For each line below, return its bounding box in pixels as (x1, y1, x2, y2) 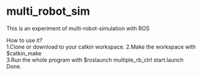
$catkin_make (6, 49, 42, 57)
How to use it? (6, 36, 43, 44)
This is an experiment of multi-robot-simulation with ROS (6, 25, 150, 32)
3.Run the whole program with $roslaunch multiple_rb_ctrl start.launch (6, 56, 184, 63)
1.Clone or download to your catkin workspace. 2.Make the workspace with (6, 43, 196, 50)
